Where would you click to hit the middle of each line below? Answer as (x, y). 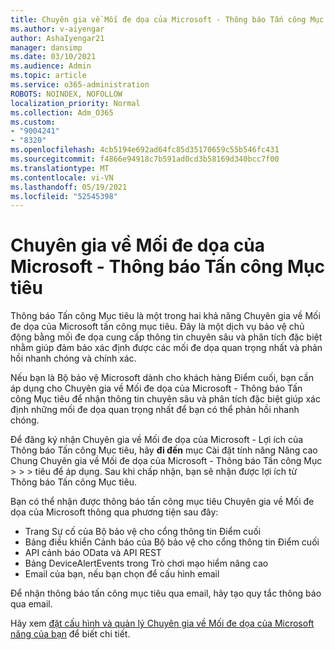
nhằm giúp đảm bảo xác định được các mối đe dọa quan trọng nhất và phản (166, 348)
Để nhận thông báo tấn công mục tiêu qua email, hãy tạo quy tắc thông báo (166, 593)
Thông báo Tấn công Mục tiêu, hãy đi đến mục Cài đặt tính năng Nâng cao (164, 450)
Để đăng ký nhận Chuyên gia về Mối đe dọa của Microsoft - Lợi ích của (157, 440)
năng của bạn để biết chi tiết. (70, 634)
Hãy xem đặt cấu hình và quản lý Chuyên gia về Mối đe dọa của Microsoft (162, 623)
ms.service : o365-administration (80, 85)
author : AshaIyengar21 (57, 38)
